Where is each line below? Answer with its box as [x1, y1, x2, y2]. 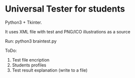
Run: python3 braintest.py [5, 38, 57, 44]
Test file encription [12, 57, 50, 62]
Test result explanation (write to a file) [12, 67, 88, 73]
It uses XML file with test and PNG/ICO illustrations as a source [5, 29, 131, 34]
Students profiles [12, 62, 46, 68]
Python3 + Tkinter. [5, 19, 42, 25]
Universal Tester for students [5, 3, 125, 15]
